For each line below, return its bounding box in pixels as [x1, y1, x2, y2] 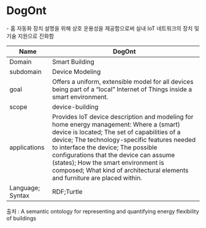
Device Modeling [51, 67, 101, 76]
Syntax [9, 191, 29, 199]
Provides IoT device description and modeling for [51, 112, 194, 121]
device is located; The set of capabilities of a [51, 128, 181, 136]
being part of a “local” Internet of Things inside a [51, 85, 193, 94]
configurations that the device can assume [51, 150, 175, 159]
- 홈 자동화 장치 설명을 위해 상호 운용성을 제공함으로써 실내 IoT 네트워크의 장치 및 [6, 24, 199, 32]
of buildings [6, 215, 37, 222]
